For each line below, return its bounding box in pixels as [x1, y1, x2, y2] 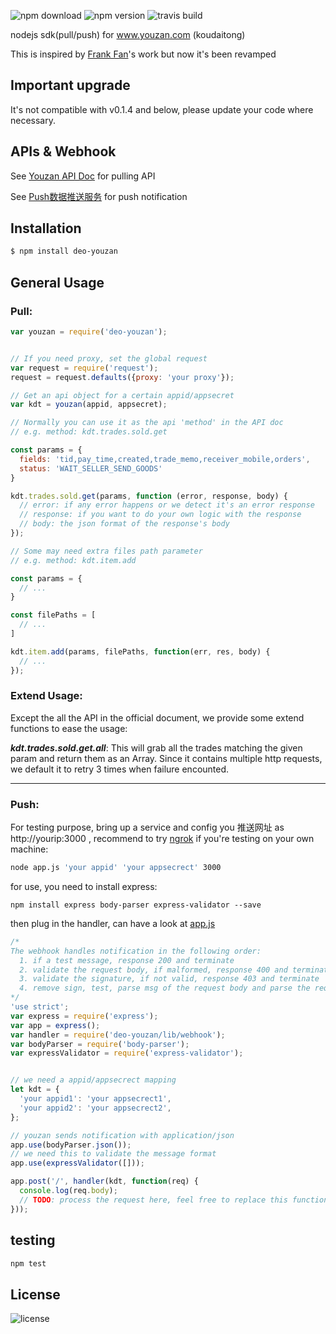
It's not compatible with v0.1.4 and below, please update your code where [10, 103, 314, 115]
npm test [10, 1258, 47, 1269]
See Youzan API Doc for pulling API [10, 170, 156, 182]
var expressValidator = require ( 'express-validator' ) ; [10, 1048, 244, 1059]
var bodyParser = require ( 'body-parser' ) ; [10, 1039, 190, 1049]
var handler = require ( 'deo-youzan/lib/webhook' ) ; [10, 1030, 226, 1040]
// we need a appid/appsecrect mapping [10, 1075, 177, 1085]
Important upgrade [10, 77, 131, 94]
